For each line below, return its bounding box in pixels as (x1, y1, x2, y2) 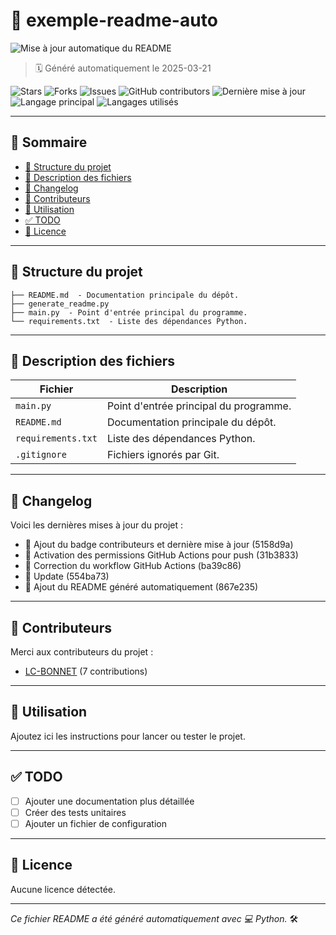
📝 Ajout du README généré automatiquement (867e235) (24, 581, 259, 593)
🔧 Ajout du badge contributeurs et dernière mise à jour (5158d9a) (24, 539, 294, 551)
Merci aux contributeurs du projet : (10, 646, 154, 658)
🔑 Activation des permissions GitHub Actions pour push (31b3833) (24, 549, 299, 561)
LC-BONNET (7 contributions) (24, 665, 148, 677)
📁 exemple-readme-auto (10, 9, 218, 32)
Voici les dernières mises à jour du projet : (10, 519, 184, 531)
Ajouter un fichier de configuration (24, 817, 167, 829)
